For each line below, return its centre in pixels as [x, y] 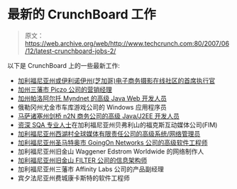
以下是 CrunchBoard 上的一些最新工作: [64, 65]
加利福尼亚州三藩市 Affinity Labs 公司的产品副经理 [91, 169]
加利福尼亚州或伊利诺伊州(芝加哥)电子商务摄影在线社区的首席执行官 [116, 80]
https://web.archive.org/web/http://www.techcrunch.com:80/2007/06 [127, 43]
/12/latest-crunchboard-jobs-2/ [70, 51]
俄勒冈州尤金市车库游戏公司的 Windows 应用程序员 [92, 107]
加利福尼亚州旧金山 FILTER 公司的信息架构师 [82, 160]
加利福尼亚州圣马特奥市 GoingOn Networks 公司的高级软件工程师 [112, 142]
